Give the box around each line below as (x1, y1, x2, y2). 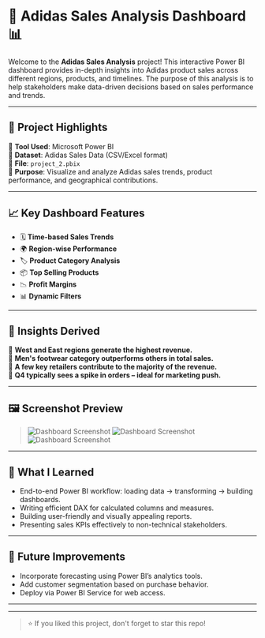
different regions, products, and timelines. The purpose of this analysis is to (8, 73, 254, 83)
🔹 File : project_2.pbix (8, 158, 80, 168)
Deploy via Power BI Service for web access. (19, 587, 166, 597)
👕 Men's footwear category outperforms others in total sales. (8, 354, 215, 363)
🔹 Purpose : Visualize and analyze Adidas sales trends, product (8, 167, 213, 176)
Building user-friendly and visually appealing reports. (19, 512, 192, 520)
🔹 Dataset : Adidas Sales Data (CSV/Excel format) (8, 150, 168, 159)
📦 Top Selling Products (19, 268, 99, 277)
